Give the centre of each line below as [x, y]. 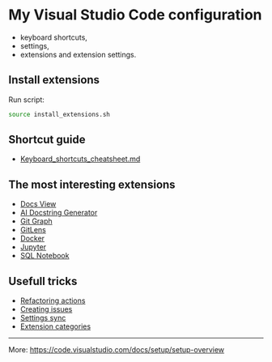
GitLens [33, 230]
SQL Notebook [45, 256]
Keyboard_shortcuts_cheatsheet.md [80, 159]
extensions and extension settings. [78, 54]
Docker [32, 238]
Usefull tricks [43, 281]
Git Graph [36, 221]
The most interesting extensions [92, 184]
